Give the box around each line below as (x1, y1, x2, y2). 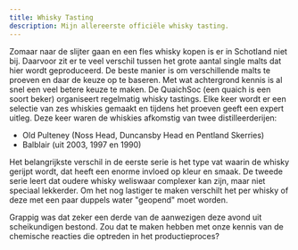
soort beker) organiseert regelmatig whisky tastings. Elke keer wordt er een (9, 93, 287, 104)
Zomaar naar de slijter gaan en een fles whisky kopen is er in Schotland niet (9, 46, 288, 56)
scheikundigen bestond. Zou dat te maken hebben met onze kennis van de (9, 221, 284, 232)
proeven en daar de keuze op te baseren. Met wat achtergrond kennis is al (9, 74, 283, 85)
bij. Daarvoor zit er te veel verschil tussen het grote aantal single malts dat (9, 55, 282, 66)
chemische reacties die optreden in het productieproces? (9, 230, 220, 241)
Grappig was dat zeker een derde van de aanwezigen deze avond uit (9, 212, 262, 222)
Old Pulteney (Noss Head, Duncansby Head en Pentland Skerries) (21, 129, 265, 140)
